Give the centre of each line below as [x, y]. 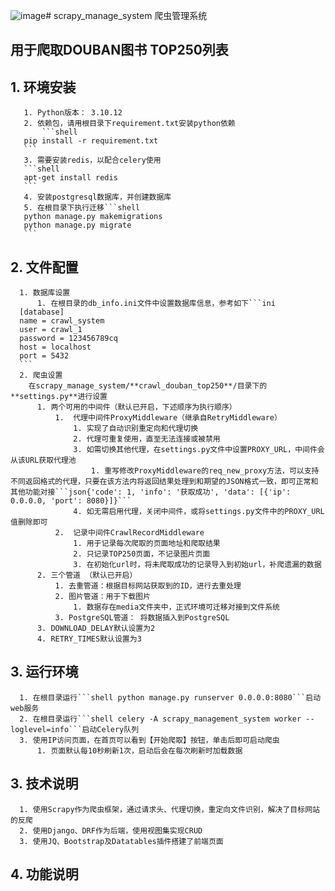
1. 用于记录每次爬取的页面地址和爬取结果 [147, 544]
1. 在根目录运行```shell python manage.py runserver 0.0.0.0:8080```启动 [170, 697]
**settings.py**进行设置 [59, 397]
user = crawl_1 [51, 330]
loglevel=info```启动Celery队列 [75, 729]
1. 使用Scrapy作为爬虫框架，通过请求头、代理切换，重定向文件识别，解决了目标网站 [169, 809]
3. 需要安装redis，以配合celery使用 [92, 160]
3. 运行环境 [44, 672]
